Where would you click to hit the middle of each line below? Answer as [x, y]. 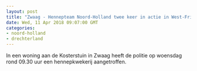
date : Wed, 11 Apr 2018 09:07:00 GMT [52, 22]
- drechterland [25, 39]
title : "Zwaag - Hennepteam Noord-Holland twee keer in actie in [87, 17]
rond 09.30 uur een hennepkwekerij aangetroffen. [66, 62]
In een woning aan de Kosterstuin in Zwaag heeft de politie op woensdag [94, 55]
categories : [21, 28]
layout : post [22, 11]
